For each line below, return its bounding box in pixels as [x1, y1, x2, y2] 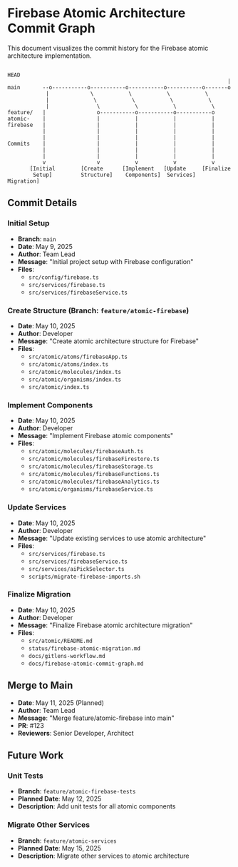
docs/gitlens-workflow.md [28, 652, 105, 659]
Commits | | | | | [7, 140, 215, 147]
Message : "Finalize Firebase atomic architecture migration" [17, 621, 193, 629]
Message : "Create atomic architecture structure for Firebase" [17, 337, 200, 345]
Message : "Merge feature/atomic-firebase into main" [17, 714, 175, 722]
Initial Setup [7, 218, 50, 228]
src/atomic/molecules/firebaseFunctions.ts [28, 471, 160, 478]
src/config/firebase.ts [28, 273, 100, 281]
